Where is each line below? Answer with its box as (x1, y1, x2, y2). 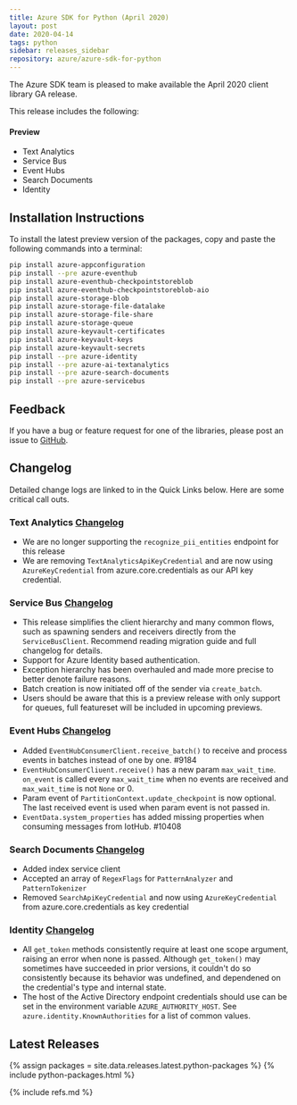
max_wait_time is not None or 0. (21, 783, 135, 793)
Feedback (9, 401, 66, 416)
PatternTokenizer (21, 883, 87, 893)
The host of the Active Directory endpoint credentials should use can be (21, 992, 288, 1002)
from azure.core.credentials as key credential (21, 901, 189, 912)
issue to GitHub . (9, 434, 69, 445)
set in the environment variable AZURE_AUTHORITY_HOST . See (21, 1001, 237, 1012)
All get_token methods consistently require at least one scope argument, (21, 944, 289, 955)
